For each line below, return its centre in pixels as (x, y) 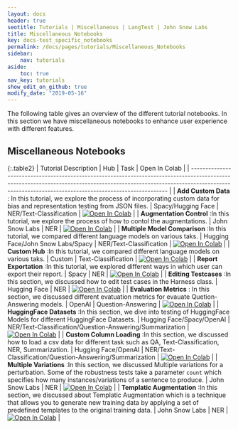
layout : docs (27, 14)
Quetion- (205, 297)
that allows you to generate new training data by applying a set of (103, 402)
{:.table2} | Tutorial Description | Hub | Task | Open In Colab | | (98, 168)
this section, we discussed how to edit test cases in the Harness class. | (113, 281)
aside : (17, 67)
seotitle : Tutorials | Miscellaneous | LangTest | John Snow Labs (108, 27)
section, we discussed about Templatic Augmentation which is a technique (117, 395)
